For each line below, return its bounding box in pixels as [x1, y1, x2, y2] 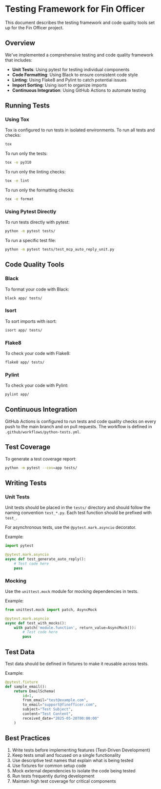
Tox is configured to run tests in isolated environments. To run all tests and [5, 127, 155, 133]
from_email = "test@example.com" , [22, 698, 89, 703]
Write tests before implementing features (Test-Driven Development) [12, 747, 150, 753]
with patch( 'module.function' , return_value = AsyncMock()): [14, 625, 137, 630]
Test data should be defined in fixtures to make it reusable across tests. [5, 661, 149, 666]
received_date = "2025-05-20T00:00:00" [22, 716, 99, 721]
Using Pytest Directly [5, 208, 57, 215]
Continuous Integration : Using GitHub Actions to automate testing [12, 87, 146, 93]
